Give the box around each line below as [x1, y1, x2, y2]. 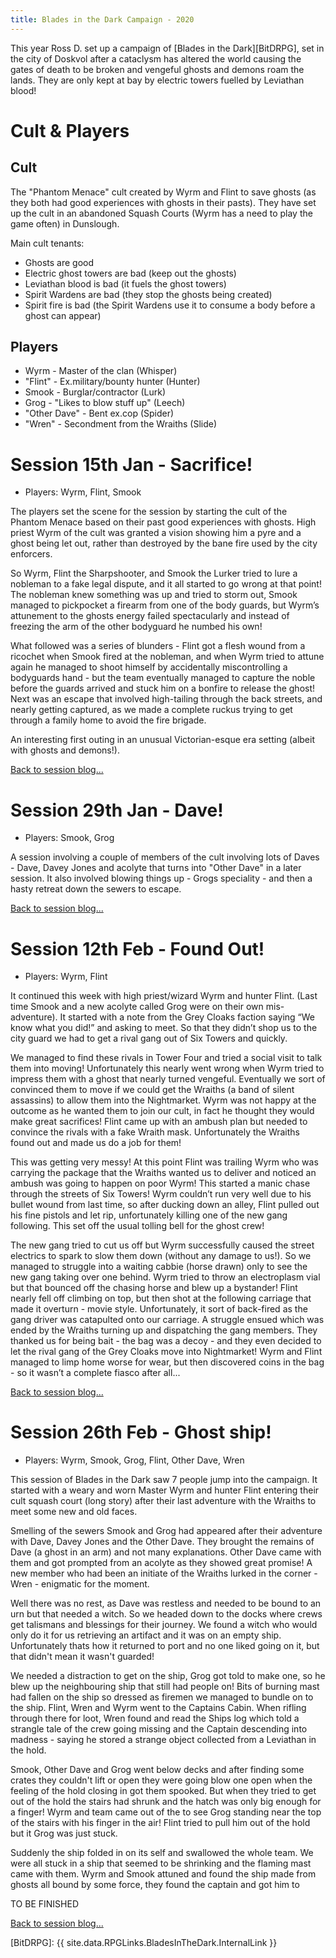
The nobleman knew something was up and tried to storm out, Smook [10, 589, 298, 601]
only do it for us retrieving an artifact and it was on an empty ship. [10, 1629, 282, 1641]
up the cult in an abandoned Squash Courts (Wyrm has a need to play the [10, 207, 313, 219]
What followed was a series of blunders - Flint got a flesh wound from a [10, 640, 306, 652]
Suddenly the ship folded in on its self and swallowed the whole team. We [10, 1847, 314, 1859]
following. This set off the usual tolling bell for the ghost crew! [10, 1220, 265, 1232]
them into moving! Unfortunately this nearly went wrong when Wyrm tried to [10, 1062, 325, 1075]
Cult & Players [10, 119, 130, 142]
